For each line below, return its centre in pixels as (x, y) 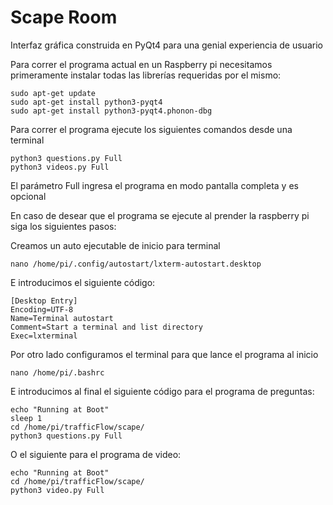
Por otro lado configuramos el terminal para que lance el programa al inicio (164, 354)
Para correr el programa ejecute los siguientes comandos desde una (151, 129)
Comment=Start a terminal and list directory (106, 327)
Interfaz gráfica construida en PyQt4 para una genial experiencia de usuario (166, 45)
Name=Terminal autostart (62, 318)
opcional (28, 196)
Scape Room (64, 17)
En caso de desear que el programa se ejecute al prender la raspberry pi (160, 215)
